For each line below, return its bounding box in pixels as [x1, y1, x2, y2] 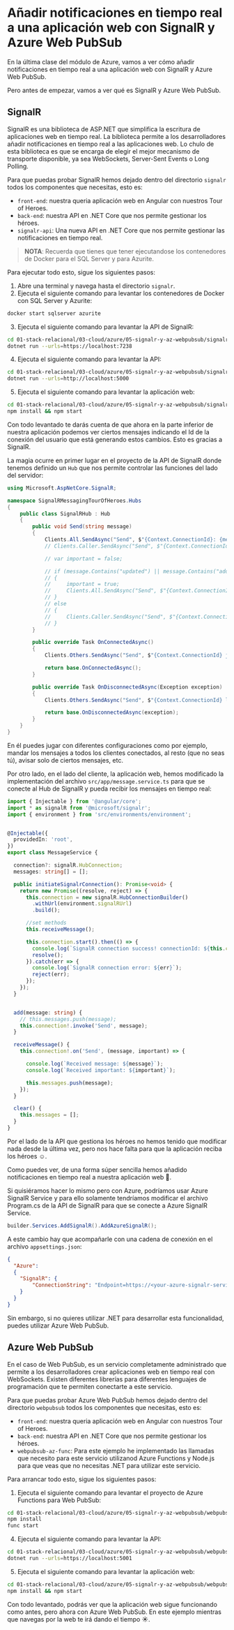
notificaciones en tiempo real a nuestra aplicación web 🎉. [7, 1173, 172, 1181]
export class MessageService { [7, 849, 98, 856]
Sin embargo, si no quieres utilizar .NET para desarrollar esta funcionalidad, [7, 1314, 224, 1322]
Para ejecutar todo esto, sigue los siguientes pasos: [7, 267, 155, 277]
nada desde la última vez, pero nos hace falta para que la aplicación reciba [7, 1144, 222, 1153]
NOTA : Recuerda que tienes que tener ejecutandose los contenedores [24, 247, 226, 256]
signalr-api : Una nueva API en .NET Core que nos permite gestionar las [17, 226, 225, 235]
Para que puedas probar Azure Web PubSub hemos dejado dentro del [7, 1395, 208, 1404]
